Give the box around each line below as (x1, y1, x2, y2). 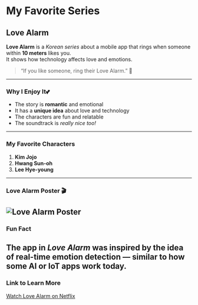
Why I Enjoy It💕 (6, 87, 50, 96)
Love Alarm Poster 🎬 (6, 186, 67, 195)
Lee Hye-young (14, 166, 54, 173)
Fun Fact (6, 224, 31, 232)
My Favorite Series (6, 4, 100, 18)
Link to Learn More (6, 279, 61, 287)
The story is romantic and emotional (14, 101, 104, 108)
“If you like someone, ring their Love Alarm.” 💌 (20, 67, 133, 74)
